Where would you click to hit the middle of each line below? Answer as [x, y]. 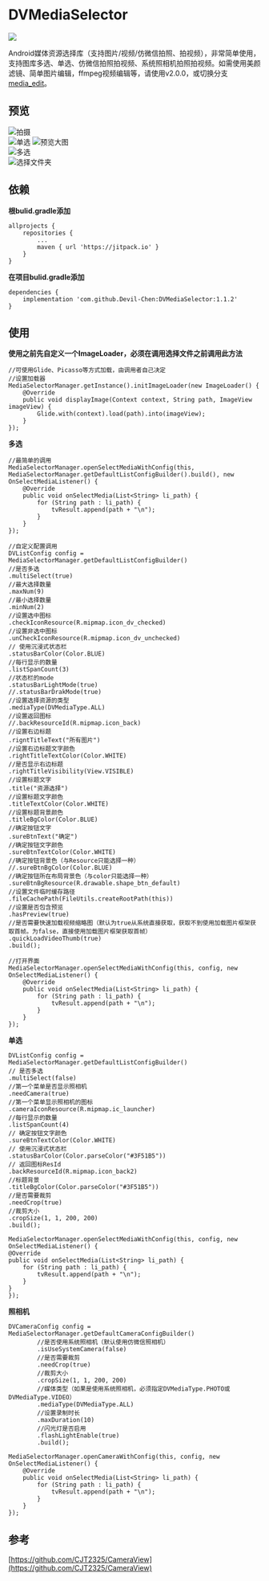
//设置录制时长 [58, 1413]
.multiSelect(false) [43, 1078]
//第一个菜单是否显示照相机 [48, 1087]
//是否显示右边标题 [36, 765]
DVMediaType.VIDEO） [42, 1398]
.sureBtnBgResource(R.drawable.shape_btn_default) [94, 884]
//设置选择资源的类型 [39, 701]
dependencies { [34, 292]
